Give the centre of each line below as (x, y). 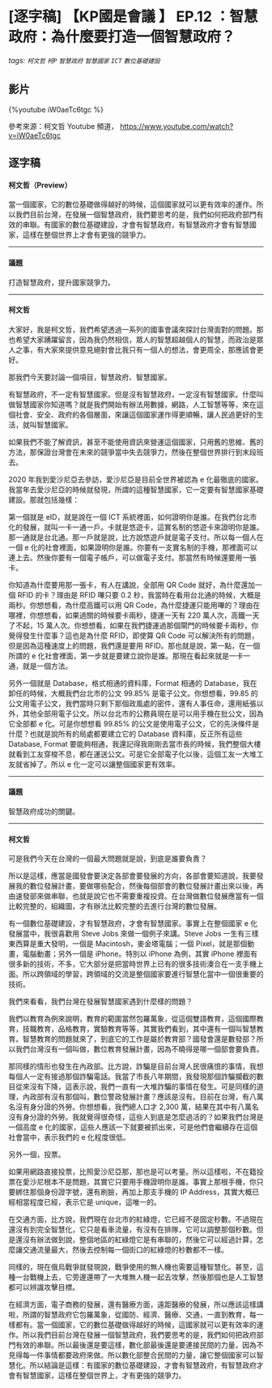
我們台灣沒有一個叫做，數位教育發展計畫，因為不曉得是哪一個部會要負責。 (139, 1049)
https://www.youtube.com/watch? (177, 126)
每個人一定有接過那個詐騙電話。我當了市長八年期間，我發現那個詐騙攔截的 (132, 1077)
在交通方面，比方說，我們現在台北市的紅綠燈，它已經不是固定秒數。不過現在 (136, 1219)
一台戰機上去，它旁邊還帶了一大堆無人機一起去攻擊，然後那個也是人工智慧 (139, 1277)
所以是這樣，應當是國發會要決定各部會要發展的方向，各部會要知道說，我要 (132, 876)
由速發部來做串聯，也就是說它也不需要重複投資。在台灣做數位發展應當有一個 (136, 896)
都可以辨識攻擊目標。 (44, 1287)
